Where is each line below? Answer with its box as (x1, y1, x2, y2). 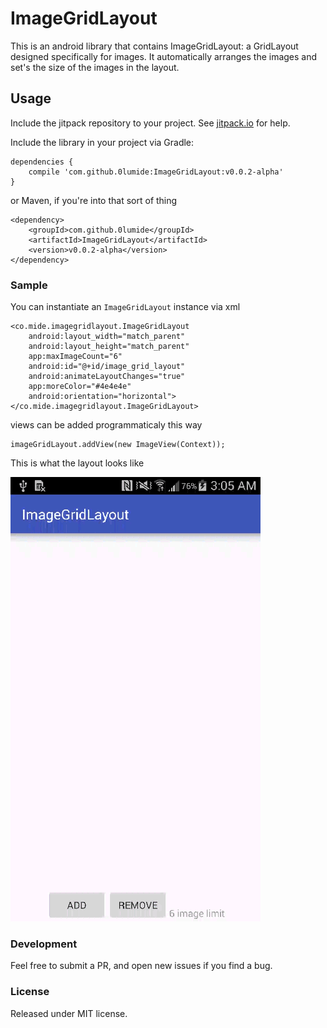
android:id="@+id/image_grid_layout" (28, 362, 186, 372)
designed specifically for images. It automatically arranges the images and (10, 50, 318, 62)
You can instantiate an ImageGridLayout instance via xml (10, 301, 241, 313)
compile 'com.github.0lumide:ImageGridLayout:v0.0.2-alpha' (28, 167, 284, 177)
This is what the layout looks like (10, 457, 145, 469)
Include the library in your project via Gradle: (10, 136, 195, 148)
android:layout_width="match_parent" (28, 332, 186, 342)
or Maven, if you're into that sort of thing (10, 194, 178, 206)
